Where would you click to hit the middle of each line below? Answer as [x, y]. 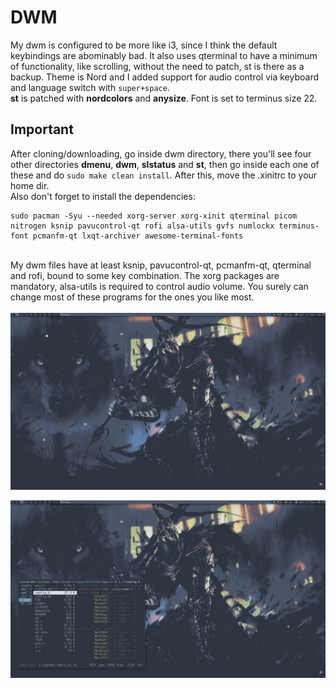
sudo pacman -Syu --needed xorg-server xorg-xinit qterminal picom [154, 216]
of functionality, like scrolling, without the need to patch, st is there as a [157, 66]
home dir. [30, 185]
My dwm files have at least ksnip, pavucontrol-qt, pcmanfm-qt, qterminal [161, 265]
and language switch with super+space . [90, 87]
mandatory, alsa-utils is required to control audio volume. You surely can [159, 286]
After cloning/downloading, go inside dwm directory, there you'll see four [161, 153]
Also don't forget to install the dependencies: [103, 196]
